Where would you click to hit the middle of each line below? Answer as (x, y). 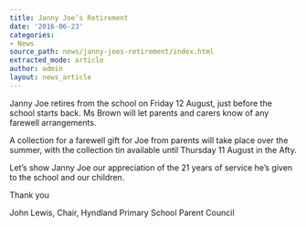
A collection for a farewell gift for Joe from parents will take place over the (149, 140)
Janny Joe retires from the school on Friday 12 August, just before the (141, 103)
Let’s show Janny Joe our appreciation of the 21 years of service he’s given (151, 167)
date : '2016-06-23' (47, 26)
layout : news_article (51, 77)
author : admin (37, 69)
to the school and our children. (67, 177)
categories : (32, 35)
